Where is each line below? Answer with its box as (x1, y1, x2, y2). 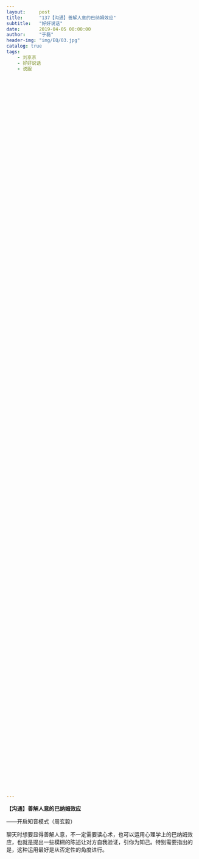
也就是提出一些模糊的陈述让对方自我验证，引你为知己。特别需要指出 (16, 838, 187, 846)
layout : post (6, 9, 51, 15)
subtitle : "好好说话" (6, 20, 63, 26)
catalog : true (6, 43, 43, 49)
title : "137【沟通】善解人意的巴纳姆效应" (6, 15, 117, 21)
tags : (6, 49, 20, 55)
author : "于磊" (6, 32, 54, 38)
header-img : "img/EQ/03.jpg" (6, 37, 80, 43)
